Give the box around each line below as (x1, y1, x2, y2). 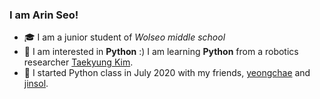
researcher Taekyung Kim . (23, 56, 134, 68)
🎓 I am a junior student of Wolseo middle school (23, 31, 226, 43)
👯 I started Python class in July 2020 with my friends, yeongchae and (23, 67, 311, 79)
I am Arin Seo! (9, 8, 79, 22)
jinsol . (23, 78, 49, 90)
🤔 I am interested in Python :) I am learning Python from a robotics (23, 46, 299, 58)
